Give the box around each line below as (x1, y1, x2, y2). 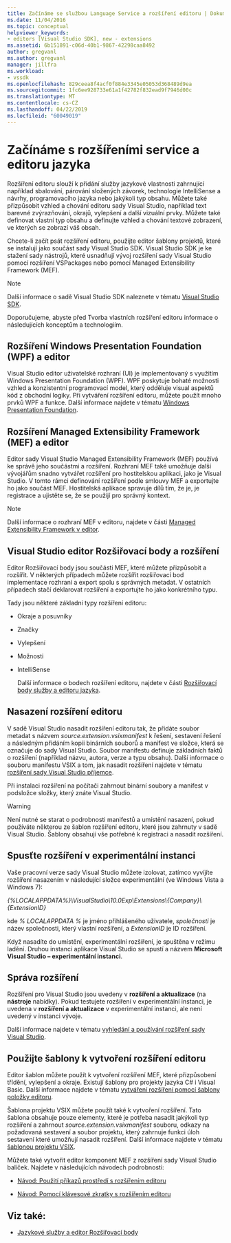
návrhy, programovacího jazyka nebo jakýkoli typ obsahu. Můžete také (7, 194, 208, 202)
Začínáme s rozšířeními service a (7, 142, 200, 158)
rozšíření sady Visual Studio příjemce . (7, 768, 114, 776)
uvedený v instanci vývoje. (7, 1012, 82, 1020)
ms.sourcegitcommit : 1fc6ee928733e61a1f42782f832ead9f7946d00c (7, 87, 192, 94)
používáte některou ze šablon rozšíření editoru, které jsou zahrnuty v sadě (7, 823, 218, 831)
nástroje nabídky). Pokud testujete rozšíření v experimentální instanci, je (7, 997, 212, 1006)
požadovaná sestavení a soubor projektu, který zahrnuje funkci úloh (7, 1128, 200, 1136)
